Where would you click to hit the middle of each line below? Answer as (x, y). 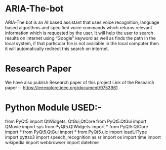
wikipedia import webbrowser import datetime (52, 142)
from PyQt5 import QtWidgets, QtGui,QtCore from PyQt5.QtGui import (76, 121)
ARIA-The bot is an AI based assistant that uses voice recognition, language (82, 22)
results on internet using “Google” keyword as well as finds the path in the (81, 38)
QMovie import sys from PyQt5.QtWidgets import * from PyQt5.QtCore (77, 126)
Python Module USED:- (54, 108)
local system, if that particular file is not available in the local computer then (82, 43)
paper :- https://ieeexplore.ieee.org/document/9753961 (62, 88)
